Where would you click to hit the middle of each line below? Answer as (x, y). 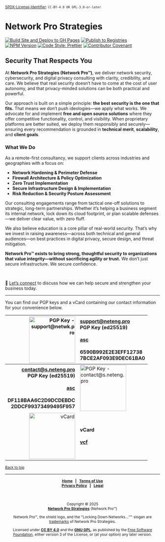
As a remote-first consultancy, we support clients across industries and (77, 158)
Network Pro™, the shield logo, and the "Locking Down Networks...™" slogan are (82, 517)
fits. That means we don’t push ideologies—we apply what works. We (76, 108)
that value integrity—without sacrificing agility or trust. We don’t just (77, 259)
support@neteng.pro (105, 321)
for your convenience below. (34, 308)
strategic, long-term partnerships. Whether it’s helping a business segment (81, 209)
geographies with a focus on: (35, 163)
